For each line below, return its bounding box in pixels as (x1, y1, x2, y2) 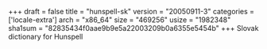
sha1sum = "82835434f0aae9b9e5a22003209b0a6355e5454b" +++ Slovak (8, 24, 259, 32)
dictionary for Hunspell (8, 32, 83, 41)
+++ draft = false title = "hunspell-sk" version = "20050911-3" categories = (8, 7, 255, 16)
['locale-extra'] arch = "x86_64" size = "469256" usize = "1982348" (8, 15, 231, 24)
